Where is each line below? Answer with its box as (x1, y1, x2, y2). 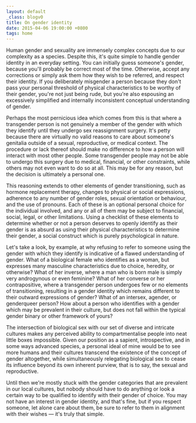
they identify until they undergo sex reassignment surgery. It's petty (6, 127, 171, 134)
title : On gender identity (6, 19, 72, 25)
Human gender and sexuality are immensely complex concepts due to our (6, 47, 185, 54)
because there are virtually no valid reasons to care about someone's (6, 133, 174, 140)
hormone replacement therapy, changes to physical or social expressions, (6, 189, 185, 196)
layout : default (6, 8, 46, 15)
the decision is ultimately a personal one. (6, 171, 105, 178)
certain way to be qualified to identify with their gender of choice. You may (6, 392, 187, 399)
